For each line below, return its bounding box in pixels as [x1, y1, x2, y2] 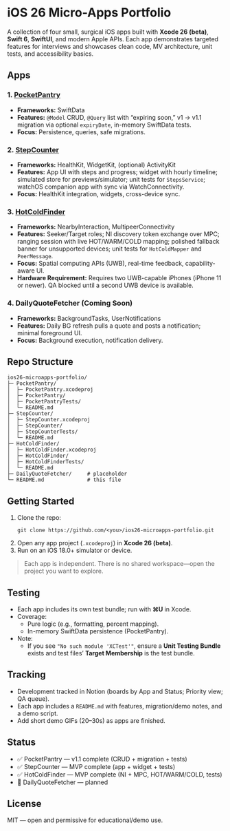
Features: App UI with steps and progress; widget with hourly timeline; [16, 167, 218, 176]
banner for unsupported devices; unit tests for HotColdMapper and [16, 244, 202, 253]
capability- [185, 260, 216, 268]
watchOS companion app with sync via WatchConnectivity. [16, 182, 185, 191]
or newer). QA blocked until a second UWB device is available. [16, 281, 194, 290]
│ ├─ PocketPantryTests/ [7, 398, 81, 406]
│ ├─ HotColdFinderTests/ [7, 459, 84, 465]
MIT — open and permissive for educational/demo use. [7, 816, 163, 824]
